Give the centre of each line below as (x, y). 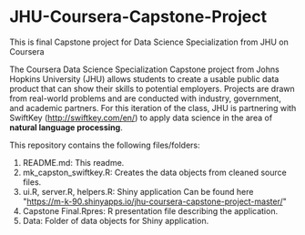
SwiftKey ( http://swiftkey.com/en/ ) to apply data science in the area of (141, 117)
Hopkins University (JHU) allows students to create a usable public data (144, 78)
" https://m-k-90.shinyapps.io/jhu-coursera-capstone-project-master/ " (154, 201)
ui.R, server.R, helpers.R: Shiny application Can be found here (138, 191)
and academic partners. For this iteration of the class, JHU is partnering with (153, 107)
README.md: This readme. (73, 162)
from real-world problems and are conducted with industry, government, (146, 98)
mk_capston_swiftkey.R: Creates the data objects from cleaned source (154, 172)
